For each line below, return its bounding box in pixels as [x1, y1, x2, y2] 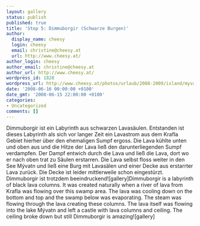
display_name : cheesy [11, 36, 65, 42]
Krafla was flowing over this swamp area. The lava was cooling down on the [6, 188, 193, 195]
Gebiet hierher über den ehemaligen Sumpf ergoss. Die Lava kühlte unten [6, 137, 187, 145]
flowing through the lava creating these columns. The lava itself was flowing [6, 200, 193, 208]
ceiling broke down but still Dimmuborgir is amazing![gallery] [6, 213, 155, 220]
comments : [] [6, 108, 39, 114]
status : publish [6, 14, 46, 20]
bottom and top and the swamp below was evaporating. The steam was [6, 194, 182, 201]
